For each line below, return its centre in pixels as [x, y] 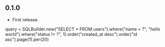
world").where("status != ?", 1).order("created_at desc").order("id [71, 34]
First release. [25, 19]
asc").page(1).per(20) [27, 39]
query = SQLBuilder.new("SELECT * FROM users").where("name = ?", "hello [83, 29]
